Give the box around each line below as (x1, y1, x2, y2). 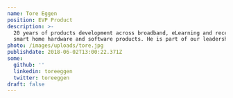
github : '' (13, 61, 45, 68)
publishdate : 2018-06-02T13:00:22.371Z (7, 49, 123, 56)
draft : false (7, 81, 45, 88)
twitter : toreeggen (13, 74, 70, 81)
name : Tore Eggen (7, 10, 58, 17)
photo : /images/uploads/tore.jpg (7, 42, 104, 49)
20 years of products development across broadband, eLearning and (13, 29, 213, 37)
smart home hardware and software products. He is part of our (13, 36, 200, 43)
